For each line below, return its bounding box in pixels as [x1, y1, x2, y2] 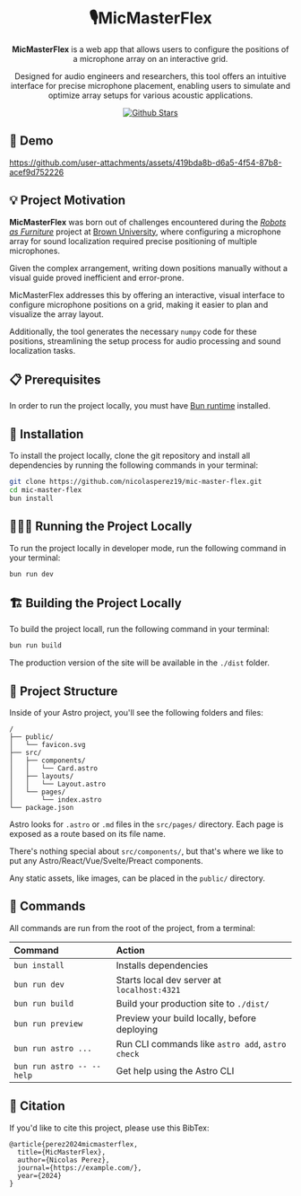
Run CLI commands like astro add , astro [116, 1037, 287, 1050]
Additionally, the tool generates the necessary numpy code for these [9, 326, 257, 337]
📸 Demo [9, 133, 54, 149]
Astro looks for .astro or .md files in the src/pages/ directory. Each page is [9, 819, 284, 830]
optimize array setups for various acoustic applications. [47, 90, 254, 101]
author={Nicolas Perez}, [17, 1156, 110, 1165]
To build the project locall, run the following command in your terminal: [9, 624, 271, 635]
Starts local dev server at [116, 973, 221, 986]
